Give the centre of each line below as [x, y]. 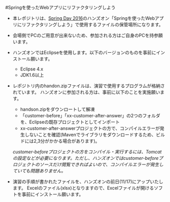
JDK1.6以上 [32, 75]
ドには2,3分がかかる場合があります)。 [60, 141]
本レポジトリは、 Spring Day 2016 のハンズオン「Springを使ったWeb [84, 18]
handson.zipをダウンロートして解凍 [57, 109]
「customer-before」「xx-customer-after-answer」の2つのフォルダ [90, 115]
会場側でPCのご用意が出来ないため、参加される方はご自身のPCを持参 [86, 35]
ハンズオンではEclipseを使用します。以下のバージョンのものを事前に [84, 53]
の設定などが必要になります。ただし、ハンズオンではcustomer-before [86, 158]
